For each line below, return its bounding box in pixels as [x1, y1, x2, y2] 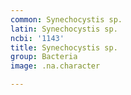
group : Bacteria [10, 52, 78, 62]
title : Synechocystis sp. [10, 42, 118, 53]
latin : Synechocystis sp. [10, 24, 118, 34]
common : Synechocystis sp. [10, 14, 123, 25]
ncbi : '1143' [10, 33, 65, 43]
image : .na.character [10, 61, 101, 71]
